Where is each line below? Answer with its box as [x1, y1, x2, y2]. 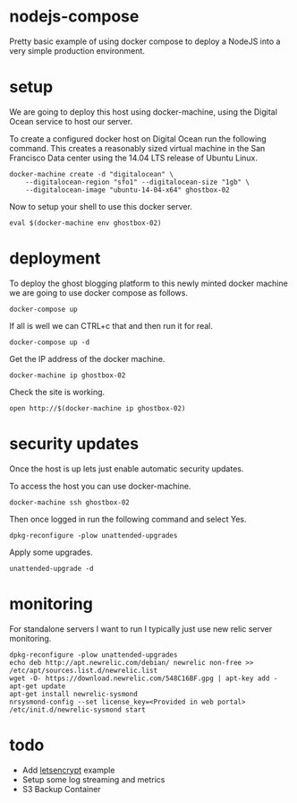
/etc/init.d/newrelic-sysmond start [9, 705, 146, 714]
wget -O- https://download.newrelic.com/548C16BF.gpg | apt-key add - [9, 674, 278, 683]
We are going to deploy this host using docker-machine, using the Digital [9, 106, 277, 117]
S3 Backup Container [21, 783, 101, 794]
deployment [9, 248, 101, 269]
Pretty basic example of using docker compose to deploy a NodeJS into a [9, 36, 281, 47]
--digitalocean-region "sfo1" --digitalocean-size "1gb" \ [25, 177, 250, 186]
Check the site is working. [9, 386, 106, 397]
